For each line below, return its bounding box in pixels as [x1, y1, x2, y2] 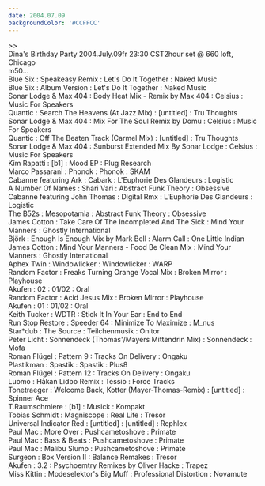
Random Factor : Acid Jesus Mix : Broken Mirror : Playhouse [8, 292, 204, 302]
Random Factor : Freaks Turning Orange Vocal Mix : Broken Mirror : [8, 267, 227, 277]
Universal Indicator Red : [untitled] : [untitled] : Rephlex [8, 418, 187, 428]
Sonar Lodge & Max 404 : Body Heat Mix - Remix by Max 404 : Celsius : [8, 91, 244, 100]
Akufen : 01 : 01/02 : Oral [8, 301, 89, 311]
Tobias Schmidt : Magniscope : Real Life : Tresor [8, 410, 166, 420]
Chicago [8, 57, 36, 67]
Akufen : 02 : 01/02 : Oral [8, 284, 90, 293]
